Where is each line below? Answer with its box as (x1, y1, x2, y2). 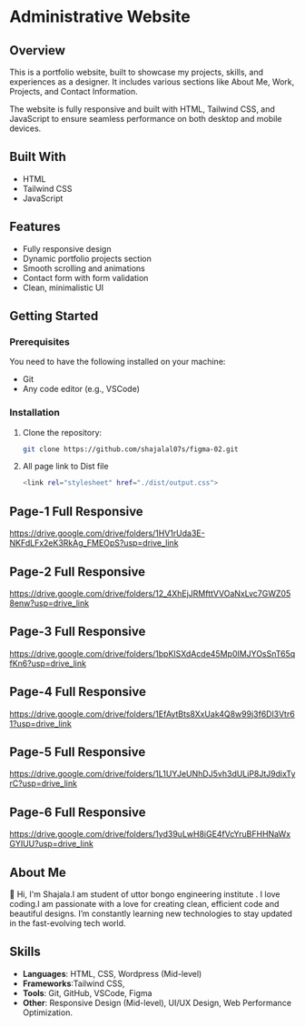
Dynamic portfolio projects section (22, 253, 152, 264)
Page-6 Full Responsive (9, 804, 146, 820)
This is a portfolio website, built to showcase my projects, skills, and (9, 66, 263, 77)
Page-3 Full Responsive (9, 624, 146, 639)
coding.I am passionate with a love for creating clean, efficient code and (9, 899, 280, 910)
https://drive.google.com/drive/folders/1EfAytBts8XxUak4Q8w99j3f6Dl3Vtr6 (9, 708, 295, 720)
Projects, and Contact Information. (9, 86, 138, 96)
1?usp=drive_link (9, 718, 73, 729)
